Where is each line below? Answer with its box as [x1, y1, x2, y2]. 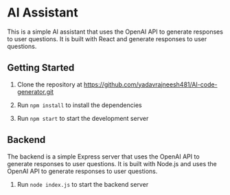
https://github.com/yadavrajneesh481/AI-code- [83, 80, 218, 89]
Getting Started [7, 62, 75, 73]
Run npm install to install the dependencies [16, 101, 142, 109]
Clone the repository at [16, 80, 82, 89]
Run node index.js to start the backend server [16, 180, 149, 188]
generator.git [16, 87, 54, 95]
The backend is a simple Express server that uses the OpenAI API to [7, 152, 200, 161]
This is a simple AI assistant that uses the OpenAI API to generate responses [7, 27, 223, 36]
